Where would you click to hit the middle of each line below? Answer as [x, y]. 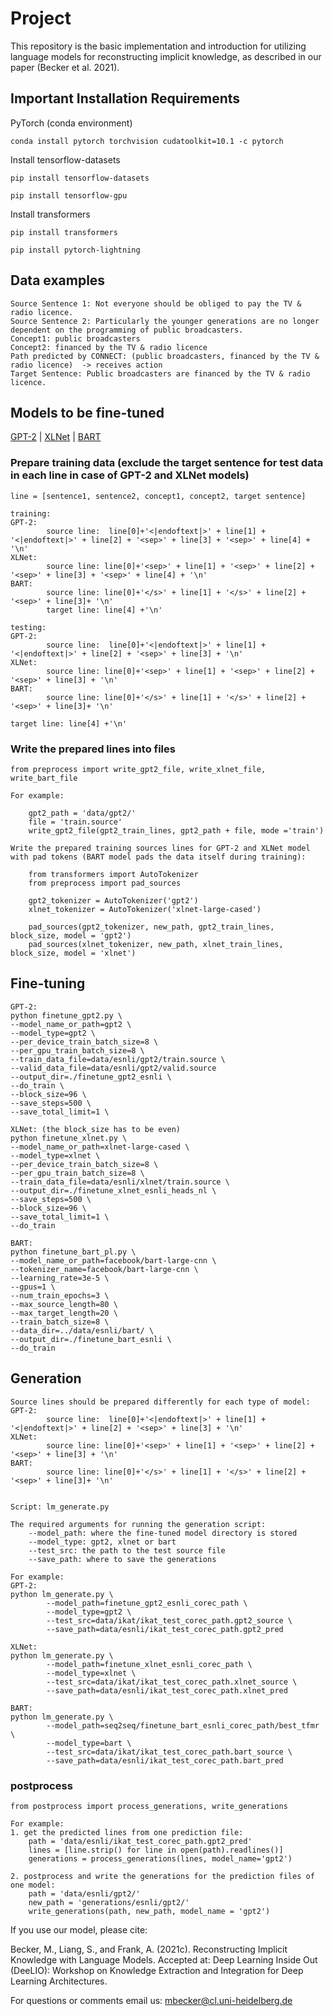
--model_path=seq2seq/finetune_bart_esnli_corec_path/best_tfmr [183, 1725]
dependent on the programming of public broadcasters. [127, 330]
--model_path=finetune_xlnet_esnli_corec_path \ [149, 1664]
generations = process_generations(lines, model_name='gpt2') [160, 1858]
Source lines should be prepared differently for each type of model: [160, 1402]
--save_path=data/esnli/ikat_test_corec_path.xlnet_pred [167, 1690]
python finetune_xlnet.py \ [69, 1138]
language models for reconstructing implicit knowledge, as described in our [166, 56]
